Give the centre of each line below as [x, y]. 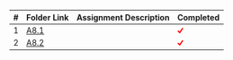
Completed [198, 17]
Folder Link [48, 17]
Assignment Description [123, 17]
